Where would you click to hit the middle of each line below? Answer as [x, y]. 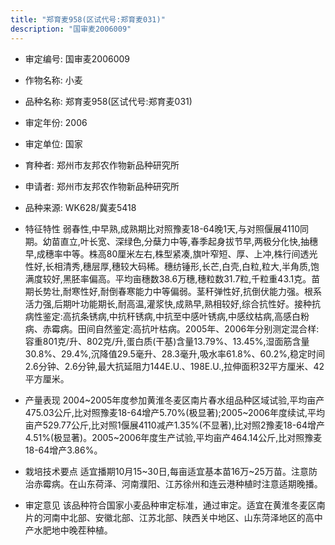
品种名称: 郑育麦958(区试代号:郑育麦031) [108, 101]
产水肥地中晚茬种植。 [68, 530]
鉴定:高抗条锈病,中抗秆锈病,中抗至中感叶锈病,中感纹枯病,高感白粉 [176, 316]
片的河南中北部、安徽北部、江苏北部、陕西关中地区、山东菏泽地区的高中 [173, 517]
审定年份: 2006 [56, 122]
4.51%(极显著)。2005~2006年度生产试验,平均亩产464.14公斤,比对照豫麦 [173, 437]
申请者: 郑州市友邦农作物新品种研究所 [102, 186]
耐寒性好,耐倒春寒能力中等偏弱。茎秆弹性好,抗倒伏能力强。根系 [192, 291]
